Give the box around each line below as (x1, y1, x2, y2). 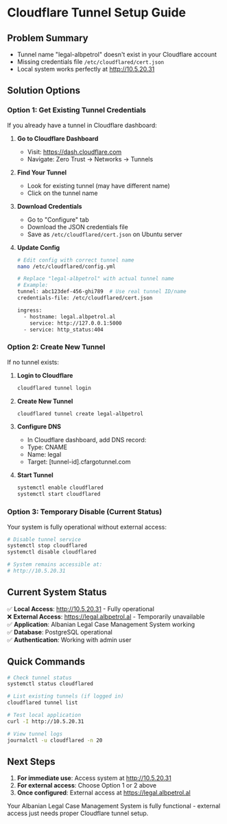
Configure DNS (16, 422, 62, 431)
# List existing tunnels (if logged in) (7, 693, 125, 700)
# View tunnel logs (7, 730, 63, 737)
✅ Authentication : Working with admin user (7, 635, 132, 643)
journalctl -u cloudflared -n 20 (7, 737, 103, 744)
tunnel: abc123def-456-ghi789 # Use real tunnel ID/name (16, 288, 187, 295)
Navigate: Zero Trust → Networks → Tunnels (27, 154, 154, 163)
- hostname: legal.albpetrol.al (23, 313, 116, 320)
